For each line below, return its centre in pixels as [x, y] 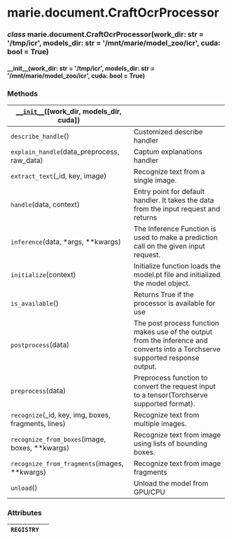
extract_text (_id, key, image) [59, 176]
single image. [155, 180]
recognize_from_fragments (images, [67, 463]
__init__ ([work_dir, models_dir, [69, 111]
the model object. [162, 283]
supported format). [164, 404]
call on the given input [170, 246]
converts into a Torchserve [177, 349]
